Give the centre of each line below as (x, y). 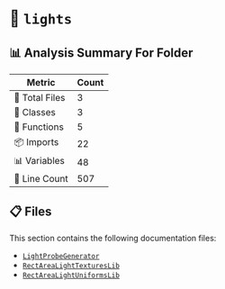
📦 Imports (36, 142)
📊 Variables (40, 161)
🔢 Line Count (41, 179)
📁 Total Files (40, 98)
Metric (41, 82)
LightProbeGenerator (61, 256)
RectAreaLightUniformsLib (71, 275)
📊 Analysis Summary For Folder (101, 53)
